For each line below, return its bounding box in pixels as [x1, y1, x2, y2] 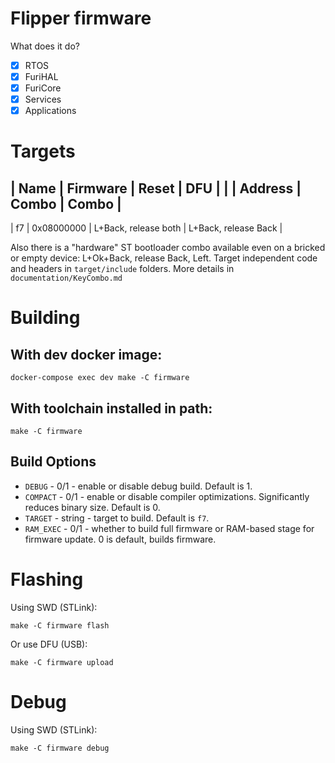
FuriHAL [24, 71, 59, 82]
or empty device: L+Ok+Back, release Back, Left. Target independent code [10, 252, 318, 264]
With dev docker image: [10, 346, 163, 363]
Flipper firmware [10, 7, 152, 30]
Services [24, 93, 62, 106]
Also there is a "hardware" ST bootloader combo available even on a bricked [10, 242, 326, 254]
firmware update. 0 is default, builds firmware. [24, 533, 217, 545]
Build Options [10, 453, 97, 471]
